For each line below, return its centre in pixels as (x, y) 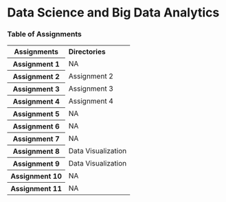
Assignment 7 (36, 139)
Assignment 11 (36, 189)
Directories (87, 52)
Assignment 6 (36, 126)
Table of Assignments (45, 34)
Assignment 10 (36, 177)
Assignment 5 (36, 114)
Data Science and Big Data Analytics (113, 13)
